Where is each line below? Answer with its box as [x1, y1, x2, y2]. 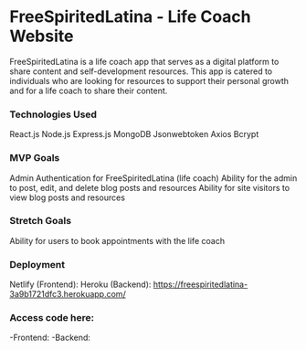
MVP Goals [9, 152, 60, 164]
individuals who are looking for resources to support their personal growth [9, 75, 290, 86]
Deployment [9, 258, 66, 270]
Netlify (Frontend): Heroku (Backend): [9, 279, 152, 290]
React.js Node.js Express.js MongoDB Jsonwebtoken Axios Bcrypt [9, 129, 259, 140]
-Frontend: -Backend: [9, 332, 91, 344]
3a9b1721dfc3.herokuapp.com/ [9, 289, 126, 300]
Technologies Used [9, 108, 98, 121]
